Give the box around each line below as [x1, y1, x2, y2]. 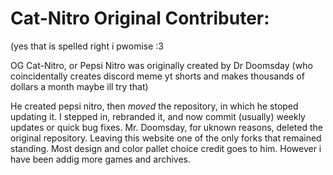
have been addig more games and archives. [10, 153, 192, 165]
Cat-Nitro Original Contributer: [10, 7, 270, 30]
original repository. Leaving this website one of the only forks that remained [10, 132, 322, 144]
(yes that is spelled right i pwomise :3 [10, 40, 164, 52]
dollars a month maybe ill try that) [10, 80, 149, 92]
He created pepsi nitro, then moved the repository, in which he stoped [10, 100, 299, 112]
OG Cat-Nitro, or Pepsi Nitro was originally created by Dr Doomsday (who [10, 59, 313, 71]
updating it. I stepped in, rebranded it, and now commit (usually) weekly [10, 110, 306, 122]
